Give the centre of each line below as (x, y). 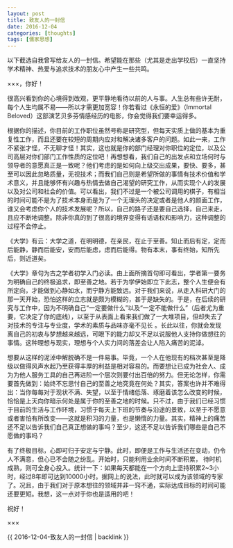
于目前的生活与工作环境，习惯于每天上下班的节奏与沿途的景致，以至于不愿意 (116, 410)
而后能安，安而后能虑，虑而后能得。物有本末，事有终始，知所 (125, 250)
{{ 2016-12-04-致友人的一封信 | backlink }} (68, 537)
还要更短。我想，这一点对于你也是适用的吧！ (71, 494)
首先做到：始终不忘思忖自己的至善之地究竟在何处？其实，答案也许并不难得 (119, 384)
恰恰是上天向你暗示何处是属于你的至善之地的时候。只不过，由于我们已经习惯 (116, 401)
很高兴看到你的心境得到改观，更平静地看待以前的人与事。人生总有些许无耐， (116, 99)
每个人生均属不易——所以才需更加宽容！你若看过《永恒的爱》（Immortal (110, 107)
